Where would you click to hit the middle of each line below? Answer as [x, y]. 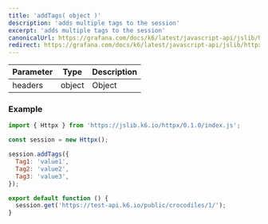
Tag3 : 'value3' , [42, 176]
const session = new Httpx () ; [59, 140]
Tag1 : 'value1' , [42, 162]
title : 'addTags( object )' [55, 15]
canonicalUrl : [32, 38]
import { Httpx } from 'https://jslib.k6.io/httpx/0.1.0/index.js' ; [124, 126]
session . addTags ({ [39, 154]
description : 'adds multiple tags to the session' [94, 23]
